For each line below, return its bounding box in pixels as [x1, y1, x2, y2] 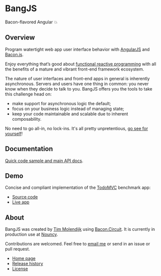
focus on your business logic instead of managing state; [12, 106, 125, 111]
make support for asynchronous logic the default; [12, 100, 112, 106]
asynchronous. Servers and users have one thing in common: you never [5, 81, 149, 87]
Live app [12, 199, 30, 205]
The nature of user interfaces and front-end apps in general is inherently [5, 75, 150, 81]
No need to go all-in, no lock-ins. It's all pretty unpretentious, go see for [5, 125, 148, 131]
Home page [12, 256, 36, 261]
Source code [12, 194, 38, 200]
